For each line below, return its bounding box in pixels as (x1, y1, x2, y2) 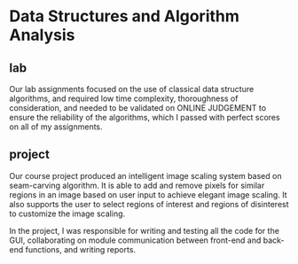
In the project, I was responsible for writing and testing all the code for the (9, 225, 279, 236)
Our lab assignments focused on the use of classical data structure (9, 84, 255, 94)
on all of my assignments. (9, 121, 104, 132)
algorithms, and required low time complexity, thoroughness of (9, 93, 239, 104)
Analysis (9, 25, 75, 45)
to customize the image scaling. (9, 208, 126, 219)
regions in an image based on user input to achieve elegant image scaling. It (9, 189, 287, 200)
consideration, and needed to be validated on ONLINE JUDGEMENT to (9, 103, 267, 113)
